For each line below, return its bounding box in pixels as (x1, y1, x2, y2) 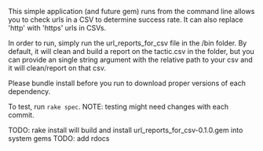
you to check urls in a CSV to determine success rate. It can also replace (8, 15, 243, 24)
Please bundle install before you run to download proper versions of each (8, 78, 246, 88)
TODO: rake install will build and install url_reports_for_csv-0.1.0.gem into (8, 125, 243, 135)
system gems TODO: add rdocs (8, 134, 110, 143)
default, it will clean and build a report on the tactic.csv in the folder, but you (8, 47, 255, 56)
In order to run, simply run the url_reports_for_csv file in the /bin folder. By (8, 38, 247, 48)
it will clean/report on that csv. (8, 63, 107, 73)
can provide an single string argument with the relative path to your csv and (8, 55, 253, 64)
